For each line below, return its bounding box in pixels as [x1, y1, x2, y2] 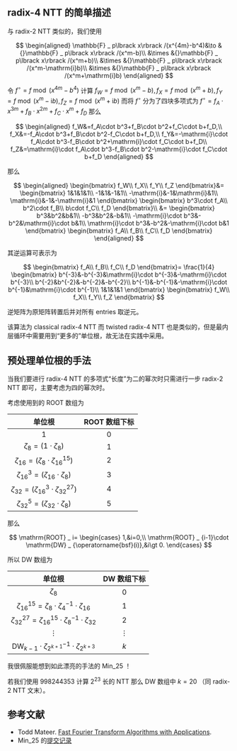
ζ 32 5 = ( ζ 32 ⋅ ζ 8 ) [16, 497, 71, 510]
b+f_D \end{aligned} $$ [84, 152, 154, 161]
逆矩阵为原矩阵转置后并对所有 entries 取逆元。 [7, 308, 143, 316]
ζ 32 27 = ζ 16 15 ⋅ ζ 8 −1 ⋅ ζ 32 [11, 613, 97, 626]
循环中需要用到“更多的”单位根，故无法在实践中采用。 [13, 332, 168, 340]
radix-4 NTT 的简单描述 [7, 6, 112, 19]
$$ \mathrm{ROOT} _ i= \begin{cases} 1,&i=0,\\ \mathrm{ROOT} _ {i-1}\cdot [8, 533, 229, 542]
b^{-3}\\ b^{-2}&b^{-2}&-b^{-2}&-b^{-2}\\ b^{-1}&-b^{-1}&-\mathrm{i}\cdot [10, 278, 228, 287]
